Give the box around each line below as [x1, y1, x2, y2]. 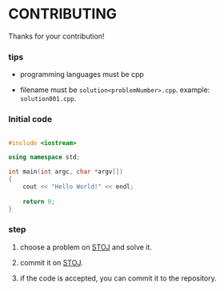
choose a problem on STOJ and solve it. [19, 242, 152, 252]
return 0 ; [22, 197, 56, 205]
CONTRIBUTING [8, 5, 118, 23]
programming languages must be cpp [19, 70, 144, 79]
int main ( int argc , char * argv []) [8, 168, 124, 176]
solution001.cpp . [19, 94, 77, 103]
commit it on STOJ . [19, 257, 83, 267]
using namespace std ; [8, 153, 81, 161]
